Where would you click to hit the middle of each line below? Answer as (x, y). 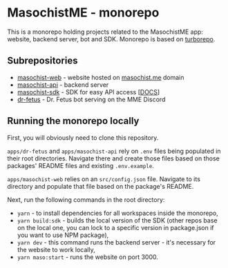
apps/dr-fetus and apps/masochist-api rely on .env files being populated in (114, 151)
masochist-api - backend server (63, 85)
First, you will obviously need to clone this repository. (83, 137)
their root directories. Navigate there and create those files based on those (113, 158)
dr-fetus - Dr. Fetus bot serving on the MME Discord (91, 99)
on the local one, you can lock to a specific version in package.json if (115, 227)
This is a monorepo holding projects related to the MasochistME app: (105, 32)
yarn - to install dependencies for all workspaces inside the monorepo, (118, 213)
